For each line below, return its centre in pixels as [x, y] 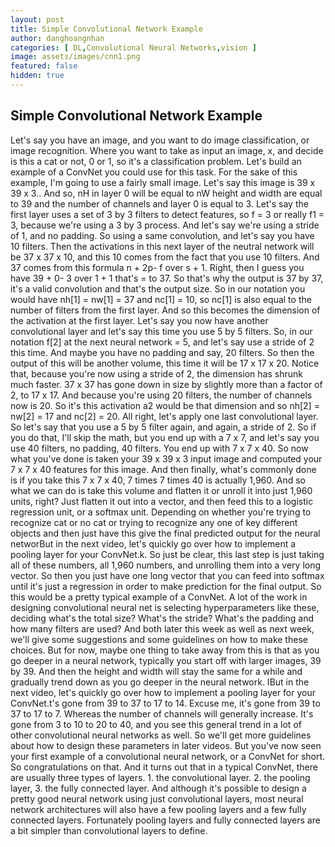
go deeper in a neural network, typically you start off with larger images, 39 [166, 660]
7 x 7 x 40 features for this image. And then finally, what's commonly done [163, 469]
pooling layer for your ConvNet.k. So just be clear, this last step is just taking [167, 554]
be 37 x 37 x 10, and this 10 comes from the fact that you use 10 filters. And [165, 257]
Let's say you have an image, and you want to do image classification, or [160, 140]
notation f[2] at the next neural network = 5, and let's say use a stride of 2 [162, 342]
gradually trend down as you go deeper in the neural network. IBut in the [160, 682]
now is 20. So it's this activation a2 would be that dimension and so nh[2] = [165, 405]
